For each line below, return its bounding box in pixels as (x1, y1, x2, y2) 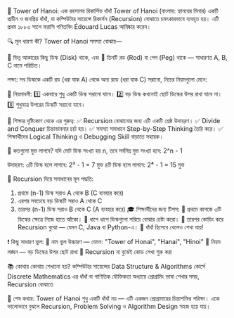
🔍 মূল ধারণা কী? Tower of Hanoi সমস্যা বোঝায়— (7, 37, 122, 45)
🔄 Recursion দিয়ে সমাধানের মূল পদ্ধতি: (7, 174, 94, 183)
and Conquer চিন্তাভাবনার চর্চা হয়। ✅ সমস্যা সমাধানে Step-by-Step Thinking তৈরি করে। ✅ (7, 125, 223, 133)
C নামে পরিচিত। (7, 61, 42, 70)
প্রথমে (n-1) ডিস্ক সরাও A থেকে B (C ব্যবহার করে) (17, 189, 124, 197)
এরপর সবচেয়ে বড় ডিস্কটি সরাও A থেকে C (17, 197, 103, 205)
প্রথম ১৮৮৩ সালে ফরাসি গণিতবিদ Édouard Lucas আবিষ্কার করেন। (7, 23, 152, 31)
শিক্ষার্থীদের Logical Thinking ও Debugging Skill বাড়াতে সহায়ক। (7, 132, 164, 141)
